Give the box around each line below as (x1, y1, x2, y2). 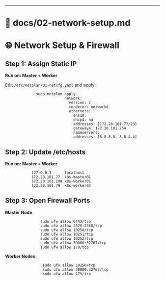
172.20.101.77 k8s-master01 (31, 175, 91, 179)
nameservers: (73, 130, 100, 135)
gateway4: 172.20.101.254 (73, 126, 126, 131)
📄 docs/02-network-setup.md (5, 18, 131, 28)
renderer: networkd (68, 104, 109, 109)
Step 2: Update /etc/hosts (5, 148, 86, 156)
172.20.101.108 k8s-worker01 (31, 179, 91, 184)
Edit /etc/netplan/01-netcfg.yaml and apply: (5, 82, 96, 88)
